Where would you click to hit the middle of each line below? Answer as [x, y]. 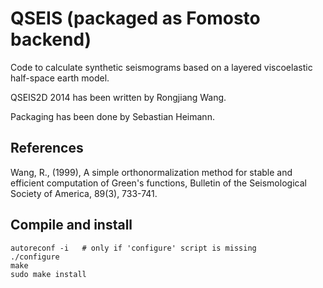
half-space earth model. [60, 78]
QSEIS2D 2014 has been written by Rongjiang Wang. [118, 97]
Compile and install [71, 225]
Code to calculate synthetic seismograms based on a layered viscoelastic [161, 67]
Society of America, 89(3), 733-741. [84, 193]
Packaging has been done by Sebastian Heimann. [112, 116]
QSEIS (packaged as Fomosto [135, 18]
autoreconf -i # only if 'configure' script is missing [133, 248]
